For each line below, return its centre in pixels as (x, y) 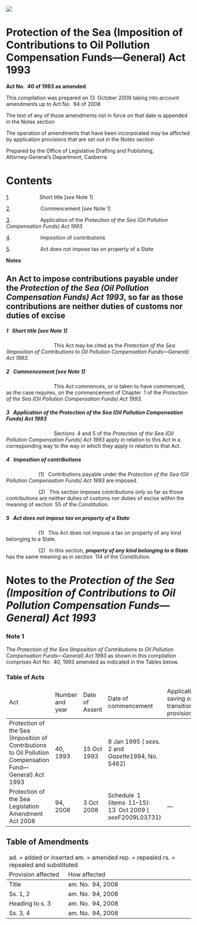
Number (66, 695)
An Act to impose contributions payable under (92, 279)
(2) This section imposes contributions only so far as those (110, 492)
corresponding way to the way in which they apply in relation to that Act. (94, 446)
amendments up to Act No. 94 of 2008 (53, 104)
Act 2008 (22, 821)
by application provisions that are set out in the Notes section (80, 139)
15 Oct (93, 749)
